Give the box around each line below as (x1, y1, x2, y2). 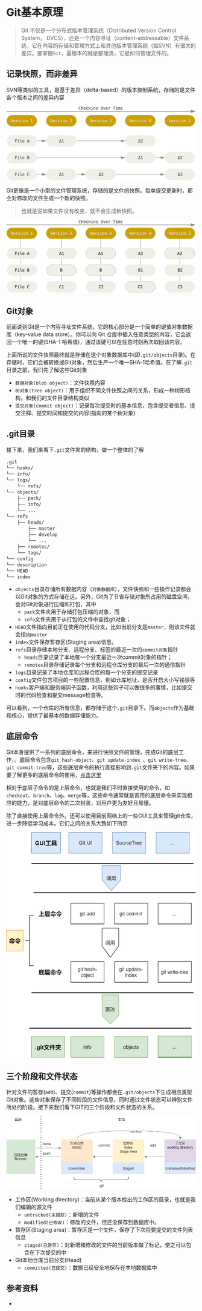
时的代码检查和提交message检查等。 (14, 691, 107, 698)
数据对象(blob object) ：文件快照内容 (14, 379, 106, 386)
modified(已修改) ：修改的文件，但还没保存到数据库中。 (24, 1218, 160, 1226)
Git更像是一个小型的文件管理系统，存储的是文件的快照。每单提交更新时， (6, 187, 188, 194)
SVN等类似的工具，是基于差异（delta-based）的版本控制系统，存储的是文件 (6, 86, 196, 93)
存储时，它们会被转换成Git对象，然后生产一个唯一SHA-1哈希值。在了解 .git (6, 358, 193, 366)
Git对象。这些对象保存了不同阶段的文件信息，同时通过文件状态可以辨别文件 (6, 1096, 193, 1103)
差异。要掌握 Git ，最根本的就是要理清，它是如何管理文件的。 (21, 49, 172, 56)
